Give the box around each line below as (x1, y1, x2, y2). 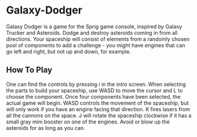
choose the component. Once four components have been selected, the (6, 93, 181, 100)
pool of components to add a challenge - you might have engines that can (6, 42, 185, 49)
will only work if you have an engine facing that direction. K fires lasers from (6, 105, 191, 112)
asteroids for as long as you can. (6, 124, 85, 131)
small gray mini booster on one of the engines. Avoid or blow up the (6, 118, 170, 125)
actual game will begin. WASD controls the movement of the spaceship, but (6, 99, 189, 106)
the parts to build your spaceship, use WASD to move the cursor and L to (6, 86, 183, 94)
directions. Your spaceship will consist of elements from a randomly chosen (6, 35, 190, 42)
